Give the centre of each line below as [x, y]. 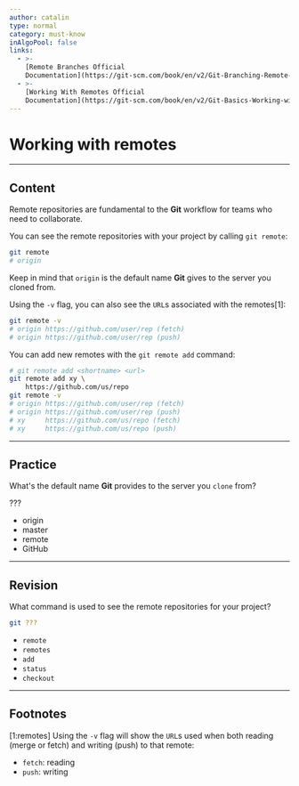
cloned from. [32, 287]
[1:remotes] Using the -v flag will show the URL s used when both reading [141, 735]
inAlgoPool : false [43, 42]
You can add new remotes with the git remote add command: [122, 354]
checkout [38, 678]
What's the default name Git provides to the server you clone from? [133, 486]
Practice [33, 464]
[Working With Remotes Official [85, 92]
